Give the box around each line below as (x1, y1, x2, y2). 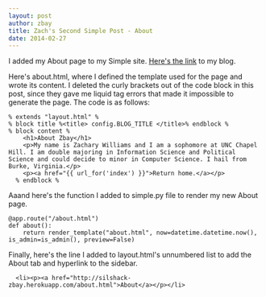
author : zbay (8, 19, 52, 27)
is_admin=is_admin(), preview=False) (8, 236, 135, 244)
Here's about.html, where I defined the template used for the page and (8, 72, 243, 81)
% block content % (8, 127, 70, 135)
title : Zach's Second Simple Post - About (8, 27, 153, 35)
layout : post (8, 11, 52, 20)
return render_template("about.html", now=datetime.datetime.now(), (23, 229, 258, 237)
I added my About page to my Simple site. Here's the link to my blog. (8, 56, 236, 66)
